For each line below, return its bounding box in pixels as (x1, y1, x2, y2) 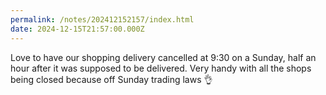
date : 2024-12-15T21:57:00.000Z (10, 24, 145, 34)
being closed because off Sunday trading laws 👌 (10, 73, 213, 85)
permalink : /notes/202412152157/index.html (10, 14, 195, 25)
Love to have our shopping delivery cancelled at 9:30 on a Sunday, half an (10, 51, 317, 63)
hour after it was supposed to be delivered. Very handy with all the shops (10, 62, 312, 74)
